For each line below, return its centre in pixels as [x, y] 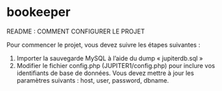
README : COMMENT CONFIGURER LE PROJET [76, 31]
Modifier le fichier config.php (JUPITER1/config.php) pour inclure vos [116, 65]
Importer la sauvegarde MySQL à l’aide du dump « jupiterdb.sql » [110, 58]
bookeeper [39, 12]
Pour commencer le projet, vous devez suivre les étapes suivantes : [103, 44]
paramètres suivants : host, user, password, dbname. [93, 80]
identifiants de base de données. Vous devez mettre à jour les [105, 73]
